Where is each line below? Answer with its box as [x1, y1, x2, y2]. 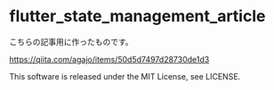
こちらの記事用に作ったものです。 [9, 36, 133, 47]
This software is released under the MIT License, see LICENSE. [9, 71, 241, 81]
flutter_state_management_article [9, 6, 266, 26]
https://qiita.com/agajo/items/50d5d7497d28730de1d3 [9, 54, 210, 64]
